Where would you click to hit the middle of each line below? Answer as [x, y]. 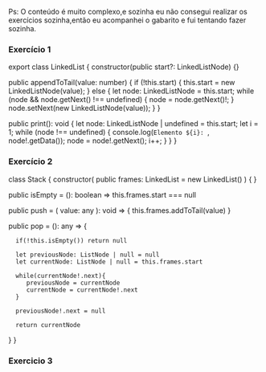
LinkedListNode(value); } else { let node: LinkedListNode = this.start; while [131, 91]
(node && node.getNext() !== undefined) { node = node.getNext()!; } [121, 100]
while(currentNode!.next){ [61, 276]
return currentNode [48, 325]
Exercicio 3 [31, 361]
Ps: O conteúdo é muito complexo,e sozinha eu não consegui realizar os [128, 12]
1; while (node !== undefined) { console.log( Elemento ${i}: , [109, 133]
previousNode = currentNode [73, 283]
